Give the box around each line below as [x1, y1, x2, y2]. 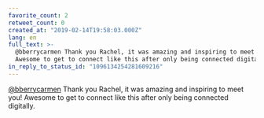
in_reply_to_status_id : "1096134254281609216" [8, 63, 163, 71]
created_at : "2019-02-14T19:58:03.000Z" [8, 26, 143, 34]
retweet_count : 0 [8, 19, 65, 27]
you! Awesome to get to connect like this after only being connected [8, 92, 229, 102]
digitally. [8, 101, 35, 110]
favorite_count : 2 [8, 11, 68, 20]
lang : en [8, 33, 37, 42]
